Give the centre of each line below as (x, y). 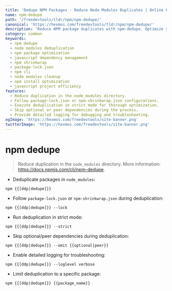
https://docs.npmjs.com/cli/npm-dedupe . (61, 169)
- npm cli (20, 72)
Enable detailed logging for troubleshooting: (59, 255)
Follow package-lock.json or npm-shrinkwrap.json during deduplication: (88, 198)
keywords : (16, 39)
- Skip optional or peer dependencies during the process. (74, 110)
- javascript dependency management (49, 58)
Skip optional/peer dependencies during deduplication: (71, 236)
